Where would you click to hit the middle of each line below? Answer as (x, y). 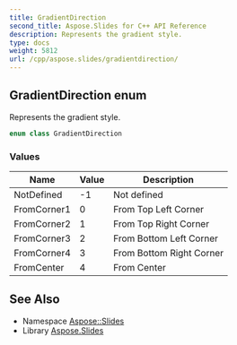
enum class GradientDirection (66, 134)
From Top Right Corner (161, 223)
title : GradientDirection (57, 17)
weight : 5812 (34, 51)
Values (25, 156)
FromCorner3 (43, 238)
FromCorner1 (43, 209)
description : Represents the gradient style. (96, 34)
